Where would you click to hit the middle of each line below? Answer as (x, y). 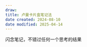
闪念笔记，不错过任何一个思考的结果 (43, 39)
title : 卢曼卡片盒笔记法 (29, 15)
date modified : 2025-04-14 (34, 24)
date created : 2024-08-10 (33, 19)
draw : (11, 10)
